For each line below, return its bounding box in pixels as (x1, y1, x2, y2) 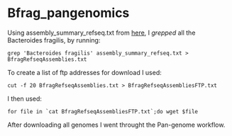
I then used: (7, 94, 43, 103)
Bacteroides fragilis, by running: (7, 35, 101, 44)
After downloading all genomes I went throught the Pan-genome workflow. (7, 120, 226, 129)
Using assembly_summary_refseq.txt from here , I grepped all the (7, 28, 196, 37)
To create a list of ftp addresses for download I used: (7, 68, 162, 76)
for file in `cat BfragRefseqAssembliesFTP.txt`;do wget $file (7, 108, 199, 115)
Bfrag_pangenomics (7, 5, 130, 21)
